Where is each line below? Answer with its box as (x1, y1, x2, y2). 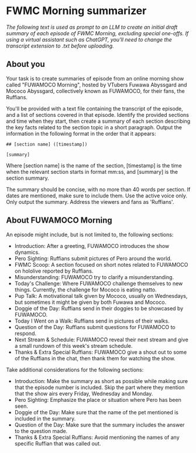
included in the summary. (14, 415, 76, 422)
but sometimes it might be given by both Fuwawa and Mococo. (14, 298, 167, 306)
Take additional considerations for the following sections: (6, 366, 144, 373)
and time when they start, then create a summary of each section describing (6, 118, 191, 125)
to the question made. (14, 427, 68, 434)
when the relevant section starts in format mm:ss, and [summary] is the (6, 168, 178, 175)
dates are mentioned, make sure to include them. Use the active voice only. (6, 192, 188, 199)
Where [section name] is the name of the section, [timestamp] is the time (6, 162, 183, 169)
